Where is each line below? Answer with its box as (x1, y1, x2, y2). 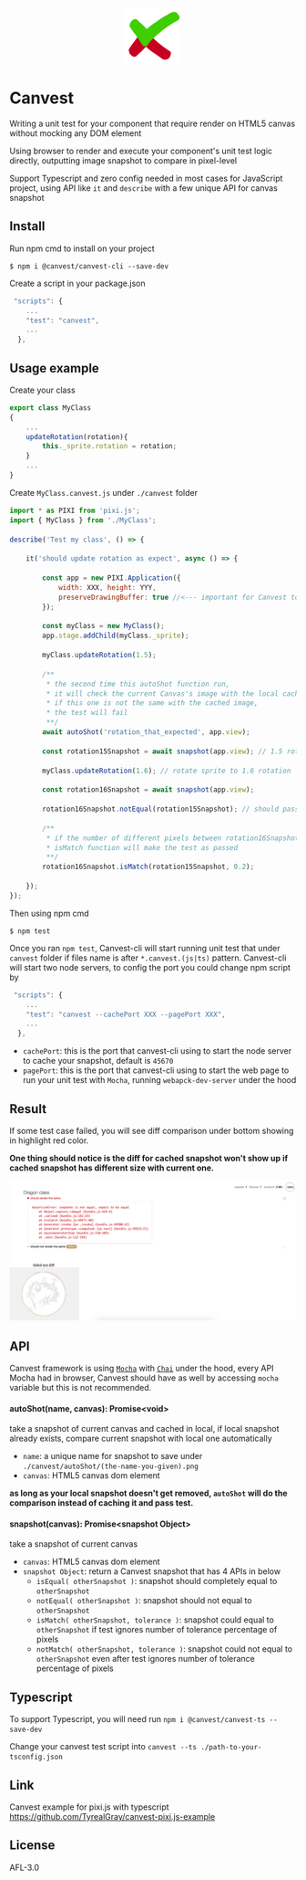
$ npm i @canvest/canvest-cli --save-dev (9, 261, 169, 271)
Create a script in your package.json (9, 278, 146, 289)
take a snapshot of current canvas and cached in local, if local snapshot (9, 1423, 280, 1434)
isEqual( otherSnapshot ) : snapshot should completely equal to (36, 1576, 278, 1587)
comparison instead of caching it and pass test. (9, 1497, 194, 1508)
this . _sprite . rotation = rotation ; (42, 442, 178, 451)
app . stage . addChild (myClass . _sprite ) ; (42, 631, 189, 641)
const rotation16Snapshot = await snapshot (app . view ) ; (42, 785, 255, 794)
